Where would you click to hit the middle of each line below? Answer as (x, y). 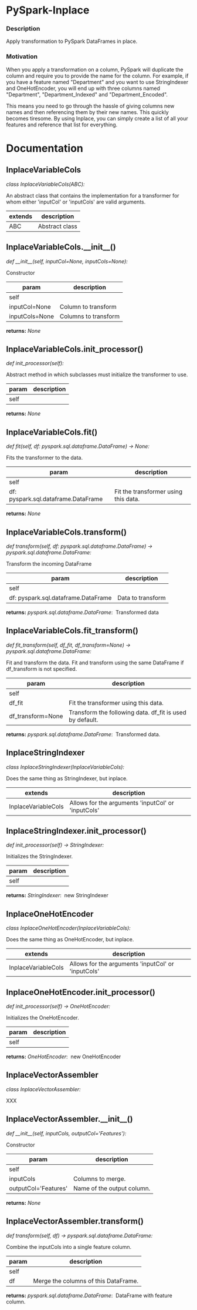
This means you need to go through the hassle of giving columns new (90, 106)
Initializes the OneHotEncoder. (43, 1018)
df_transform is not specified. (42, 669)
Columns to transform (90, 316)
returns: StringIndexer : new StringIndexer (57, 895)
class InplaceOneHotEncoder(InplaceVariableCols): (68, 928)
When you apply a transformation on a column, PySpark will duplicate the (95, 69)
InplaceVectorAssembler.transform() (75, 1222)
